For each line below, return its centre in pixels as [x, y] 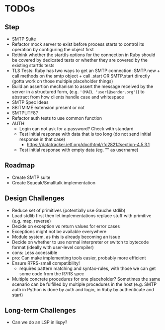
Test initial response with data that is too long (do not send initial [85, 134]
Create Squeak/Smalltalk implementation [53, 182]
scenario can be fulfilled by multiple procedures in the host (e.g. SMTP [84, 284]
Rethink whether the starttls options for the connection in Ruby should [83, 55]
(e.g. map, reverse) [31, 221]
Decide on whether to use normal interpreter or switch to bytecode [80, 242]
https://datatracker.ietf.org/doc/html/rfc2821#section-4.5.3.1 [88, 144]
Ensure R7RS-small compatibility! [46, 263]
